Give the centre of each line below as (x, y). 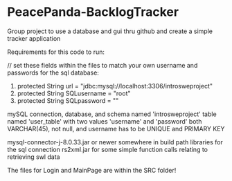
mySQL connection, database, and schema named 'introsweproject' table (112, 114)
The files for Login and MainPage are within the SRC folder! (92, 170)
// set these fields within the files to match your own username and (102, 65)
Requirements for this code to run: (56, 52)
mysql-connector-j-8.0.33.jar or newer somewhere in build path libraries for (115, 142)
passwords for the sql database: (53, 73)
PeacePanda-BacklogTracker (93, 12)
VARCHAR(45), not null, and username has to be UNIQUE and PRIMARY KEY (116, 128)
